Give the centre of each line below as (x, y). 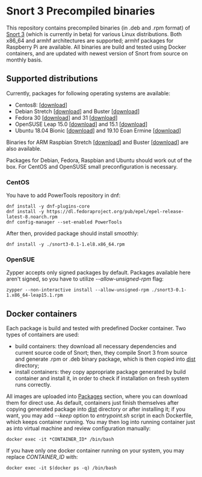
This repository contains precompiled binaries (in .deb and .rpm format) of (98, 28)
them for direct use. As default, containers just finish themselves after (93, 403)
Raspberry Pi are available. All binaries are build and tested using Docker (96, 47)
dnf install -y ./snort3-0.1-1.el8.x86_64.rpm (66, 245)
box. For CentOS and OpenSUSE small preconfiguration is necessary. (92, 166)
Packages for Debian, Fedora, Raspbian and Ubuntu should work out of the (99, 160)
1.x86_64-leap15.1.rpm (35, 295)
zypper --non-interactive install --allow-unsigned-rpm (78, 290)
